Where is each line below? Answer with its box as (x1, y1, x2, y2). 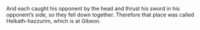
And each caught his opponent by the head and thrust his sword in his (6, 5, 180, 12)
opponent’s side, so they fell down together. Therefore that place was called (6, 11, 195, 18)
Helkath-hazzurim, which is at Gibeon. (6, 18, 101, 24)
